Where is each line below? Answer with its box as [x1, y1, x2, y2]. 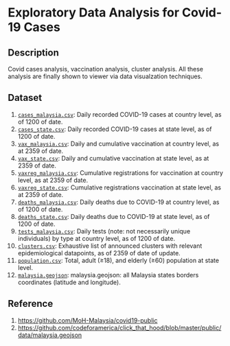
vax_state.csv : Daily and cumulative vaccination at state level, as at [17, 154, 209, 162]
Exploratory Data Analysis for [8, 5, 180, 21]
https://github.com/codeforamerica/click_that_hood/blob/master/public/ [17, 323, 222, 332]
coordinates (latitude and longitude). [17, 278, 121, 286]
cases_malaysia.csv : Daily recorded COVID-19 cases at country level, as [17, 110, 222, 118]
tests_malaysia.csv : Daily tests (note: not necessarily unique [17, 227, 191, 235]
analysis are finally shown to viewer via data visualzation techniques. [8, 72, 203, 80]
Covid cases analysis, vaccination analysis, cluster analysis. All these [8, 65, 203, 73]
